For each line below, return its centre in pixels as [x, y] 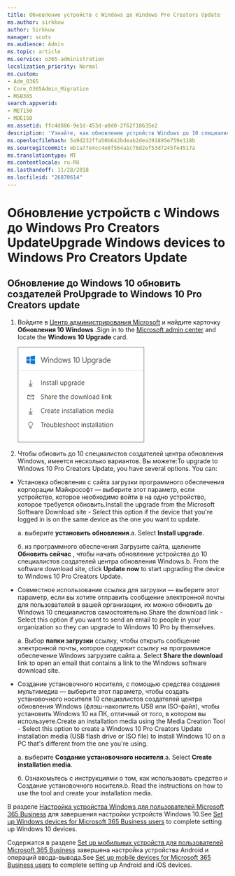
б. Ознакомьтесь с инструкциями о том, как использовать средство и [122, 778]
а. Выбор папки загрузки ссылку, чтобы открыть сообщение [109, 641]
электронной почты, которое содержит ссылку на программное [114, 648]
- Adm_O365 [23, 81]
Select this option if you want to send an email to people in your [109, 620]
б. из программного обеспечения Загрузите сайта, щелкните [109, 546]
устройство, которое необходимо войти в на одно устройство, [112, 497]
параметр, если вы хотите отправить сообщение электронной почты [121, 597]
